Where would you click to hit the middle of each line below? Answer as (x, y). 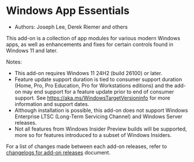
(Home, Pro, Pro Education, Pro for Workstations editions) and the (94, 85)
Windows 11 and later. (32, 50)
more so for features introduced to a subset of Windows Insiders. (93, 135)
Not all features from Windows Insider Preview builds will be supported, (101, 129)
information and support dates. (52, 104)
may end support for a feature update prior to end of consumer (98, 91)
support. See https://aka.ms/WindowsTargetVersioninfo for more (92, 98)
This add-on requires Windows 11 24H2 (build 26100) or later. (88, 73)
